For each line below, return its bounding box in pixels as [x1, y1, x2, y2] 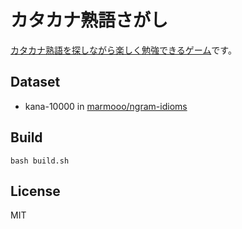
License [10, 182, 61, 200]
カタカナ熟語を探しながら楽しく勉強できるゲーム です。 [10, 44, 237, 56]
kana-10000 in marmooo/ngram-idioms [24, 100, 188, 112]
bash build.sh [10, 156, 70, 166]
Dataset [10, 74, 61, 91]
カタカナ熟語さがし [10, 9, 169, 32]
